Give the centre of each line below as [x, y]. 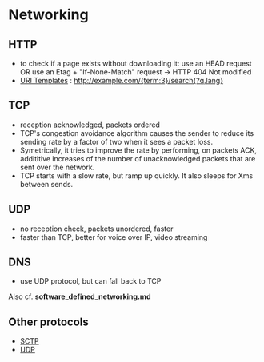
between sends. [46, 184]
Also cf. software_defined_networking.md [80, 296]
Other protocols [49, 322]
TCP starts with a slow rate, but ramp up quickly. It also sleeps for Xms [136, 175]
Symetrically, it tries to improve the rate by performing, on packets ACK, [138, 150]
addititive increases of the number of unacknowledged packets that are [138, 158]
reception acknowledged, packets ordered [90, 125]
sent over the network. [57, 167]
